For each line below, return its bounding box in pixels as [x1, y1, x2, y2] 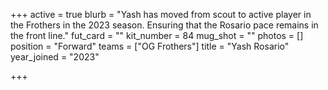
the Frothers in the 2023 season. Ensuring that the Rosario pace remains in [10, 19, 319, 31]
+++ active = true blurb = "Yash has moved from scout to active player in [10, 9, 312, 20]
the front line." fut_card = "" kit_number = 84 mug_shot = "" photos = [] [10, 30, 304, 41]
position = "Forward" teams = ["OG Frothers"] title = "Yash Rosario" [10, 40, 290, 52]
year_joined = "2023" [10, 51, 100, 63]
